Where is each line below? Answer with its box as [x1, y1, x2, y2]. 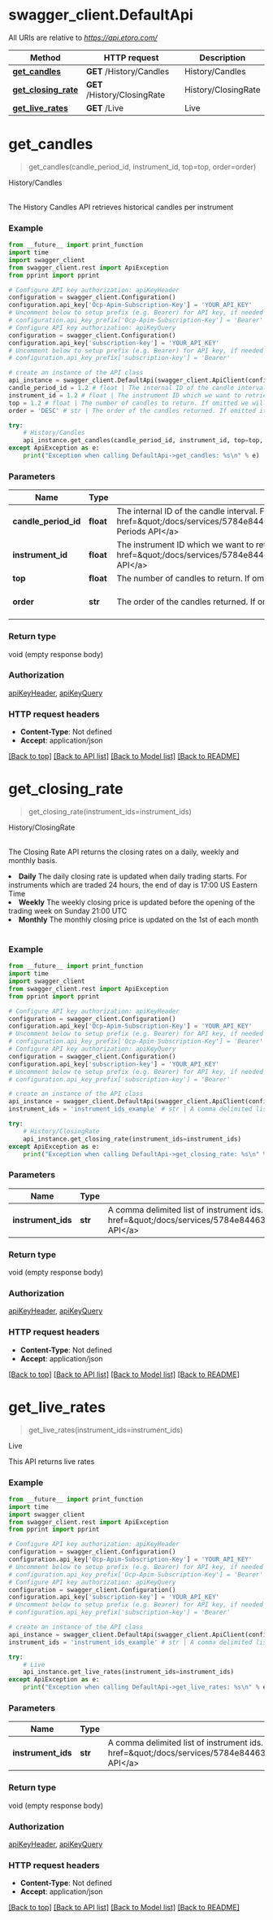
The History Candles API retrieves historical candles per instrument [8, 202, 234, 212]
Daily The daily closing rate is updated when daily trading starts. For [19, 871, 248, 881]
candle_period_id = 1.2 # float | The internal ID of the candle [8, 384, 234, 392]
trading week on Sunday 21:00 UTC [8, 906, 128, 916]
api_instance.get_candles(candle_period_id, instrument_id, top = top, [23, 436, 264, 445]
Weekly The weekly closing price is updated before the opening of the [19, 897, 255, 907]
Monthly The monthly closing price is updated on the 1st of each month [19, 914, 258, 925]
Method [29, 51, 61, 63]
